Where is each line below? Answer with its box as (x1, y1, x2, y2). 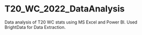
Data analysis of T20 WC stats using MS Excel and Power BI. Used (4, 19, 138, 25)
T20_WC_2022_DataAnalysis (4, 3, 125, 14)
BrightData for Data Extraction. (4, 24, 66, 30)
